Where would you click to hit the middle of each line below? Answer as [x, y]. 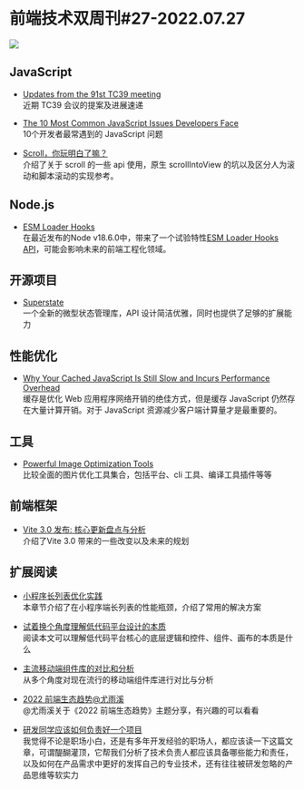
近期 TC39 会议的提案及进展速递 [83, 104]
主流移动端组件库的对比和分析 [78, 668]
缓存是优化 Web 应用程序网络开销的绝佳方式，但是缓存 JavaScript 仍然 [155, 399]
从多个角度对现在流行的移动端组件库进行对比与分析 [118, 679]
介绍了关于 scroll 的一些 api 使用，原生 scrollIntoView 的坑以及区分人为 [155, 164]
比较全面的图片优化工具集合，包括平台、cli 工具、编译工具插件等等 [147, 474]
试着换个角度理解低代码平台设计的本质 [94, 626]
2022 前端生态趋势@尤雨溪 [73, 698]
